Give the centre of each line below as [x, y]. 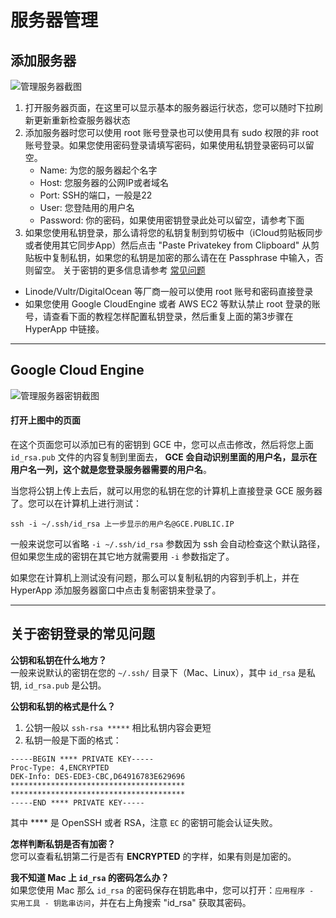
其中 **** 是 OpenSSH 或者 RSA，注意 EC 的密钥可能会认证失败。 [144, 822]
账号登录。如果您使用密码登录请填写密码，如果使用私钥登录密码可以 [165, 145]
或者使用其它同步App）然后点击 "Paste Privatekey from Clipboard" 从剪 [172, 245]
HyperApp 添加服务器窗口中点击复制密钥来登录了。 [116, 590]
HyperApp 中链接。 [64, 329]
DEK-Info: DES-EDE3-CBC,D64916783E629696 [98, 776]
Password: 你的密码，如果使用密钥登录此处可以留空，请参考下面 [172, 220]
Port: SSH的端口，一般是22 [96, 195]
